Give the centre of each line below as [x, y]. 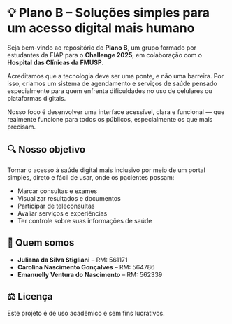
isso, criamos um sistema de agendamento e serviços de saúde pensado [113, 83]
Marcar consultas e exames [57, 191]
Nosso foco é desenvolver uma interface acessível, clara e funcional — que [116, 112]
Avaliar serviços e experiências [62, 213]
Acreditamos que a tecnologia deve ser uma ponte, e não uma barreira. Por [116, 76]
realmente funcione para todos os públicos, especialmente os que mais [110, 119]
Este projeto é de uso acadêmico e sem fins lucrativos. [86, 314]
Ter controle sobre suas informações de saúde [85, 220]
